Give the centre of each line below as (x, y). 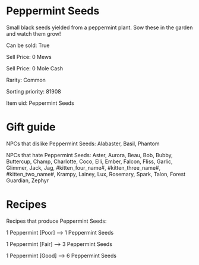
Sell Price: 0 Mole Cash (35, 68)
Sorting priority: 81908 (34, 91)
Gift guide (31, 127)
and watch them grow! (34, 33)
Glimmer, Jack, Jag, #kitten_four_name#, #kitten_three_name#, (83, 167)
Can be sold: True (28, 45)
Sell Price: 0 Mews (29, 57)
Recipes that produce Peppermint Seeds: (56, 221)
